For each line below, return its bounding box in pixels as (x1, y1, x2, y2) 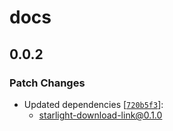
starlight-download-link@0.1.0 (38, 109, 163, 121)
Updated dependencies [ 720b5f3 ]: (23, 98, 164, 110)
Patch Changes (9, 76, 86, 90)
